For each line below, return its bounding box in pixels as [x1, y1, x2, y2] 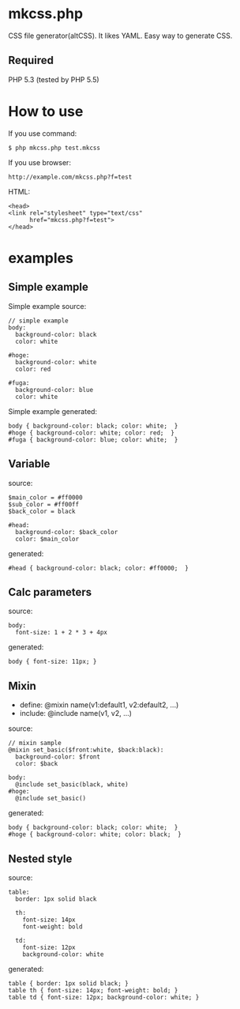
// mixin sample [8, 740, 62, 747]
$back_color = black [8, 507, 77, 515]
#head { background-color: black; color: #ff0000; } [8, 564, 189, 572]
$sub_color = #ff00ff [8, 500, 80, 508]
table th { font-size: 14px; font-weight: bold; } [8, 986, 178, 994]
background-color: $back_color [15, 528, 118, 536]
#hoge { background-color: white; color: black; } [8, 830, 182, 838]
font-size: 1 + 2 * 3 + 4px [15, 629, 108, 637]
